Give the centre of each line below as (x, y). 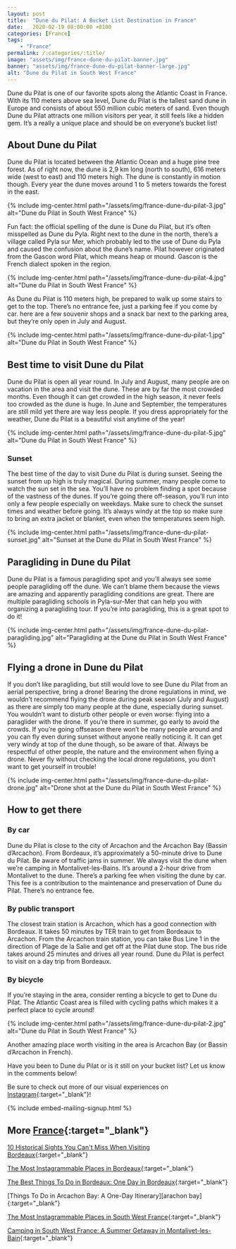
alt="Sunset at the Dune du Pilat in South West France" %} (127, 540)
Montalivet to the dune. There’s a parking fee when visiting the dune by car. (117, 875)
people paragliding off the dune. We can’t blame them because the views (113, 586)
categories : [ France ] (39, 33)
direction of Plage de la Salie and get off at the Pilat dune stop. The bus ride (117, 947)
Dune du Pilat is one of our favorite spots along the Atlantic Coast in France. (117, 93)
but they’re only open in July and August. (67, 321)
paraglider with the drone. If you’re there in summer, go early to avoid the (113, 722)
